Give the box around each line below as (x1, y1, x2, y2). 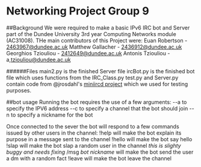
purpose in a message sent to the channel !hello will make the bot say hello (6, 135, 193, 142)
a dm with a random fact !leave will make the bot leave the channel (6, 154, 172, 162)
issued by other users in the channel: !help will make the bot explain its (6, 129, 182, 136)
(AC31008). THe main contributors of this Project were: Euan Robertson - (6, 37, 188, 44)
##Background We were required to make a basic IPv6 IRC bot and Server (6, 24, 190, 31)
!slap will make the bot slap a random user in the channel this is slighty (6, 142, 182, 149)
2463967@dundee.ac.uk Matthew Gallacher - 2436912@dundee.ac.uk (6, 43, 182, 50)
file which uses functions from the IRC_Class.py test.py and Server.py (6, 74, 179, 81)
